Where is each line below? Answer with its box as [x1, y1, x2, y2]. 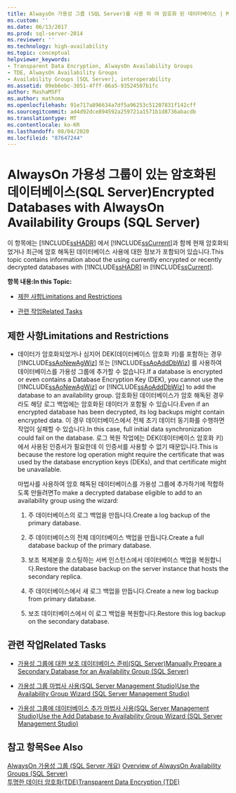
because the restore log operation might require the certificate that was [17, 450, 225, 459]
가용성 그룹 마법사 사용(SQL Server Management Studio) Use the [17, 681, 200, 690]
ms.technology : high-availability [7, 43, 109, 50]
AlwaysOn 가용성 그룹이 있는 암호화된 [7, 166, 216, 183]
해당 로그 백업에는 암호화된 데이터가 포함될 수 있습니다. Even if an [30, 400, 209, 408]
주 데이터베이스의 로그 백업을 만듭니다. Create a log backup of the [27, 511, 211, 519]
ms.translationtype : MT [7, 114, 77, 122]
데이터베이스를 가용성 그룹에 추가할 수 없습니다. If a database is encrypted [17, 367, 223, 376]
